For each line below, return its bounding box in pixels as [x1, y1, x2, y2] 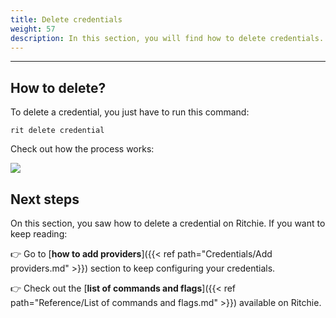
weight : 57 [10, 24, 56, 34]
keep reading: [10, 228, 68, 240]
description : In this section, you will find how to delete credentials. [10, 33, 325, 43]
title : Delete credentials [10, 14, 123, 25]
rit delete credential [10, 126, 105, 136]
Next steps [10, 191, 80, 208]
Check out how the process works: [10, 143, 155, 155]
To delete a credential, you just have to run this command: [10, 106, 250, 118]
